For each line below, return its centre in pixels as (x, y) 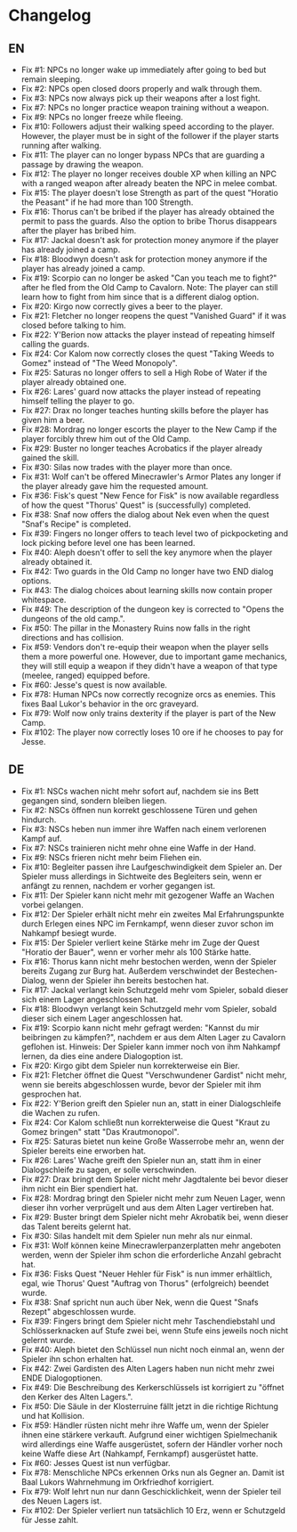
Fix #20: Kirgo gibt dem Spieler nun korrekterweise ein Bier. (131, 1065)
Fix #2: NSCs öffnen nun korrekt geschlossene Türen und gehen (139, 810)
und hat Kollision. (53, 1415)
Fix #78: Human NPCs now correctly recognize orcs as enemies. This (148, 694)
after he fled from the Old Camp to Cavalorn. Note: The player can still (149, 287)
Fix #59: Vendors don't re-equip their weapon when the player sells (144, 647)
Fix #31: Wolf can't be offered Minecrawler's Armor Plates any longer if (151, 477)
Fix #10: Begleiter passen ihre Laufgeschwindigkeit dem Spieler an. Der (152, 867)
